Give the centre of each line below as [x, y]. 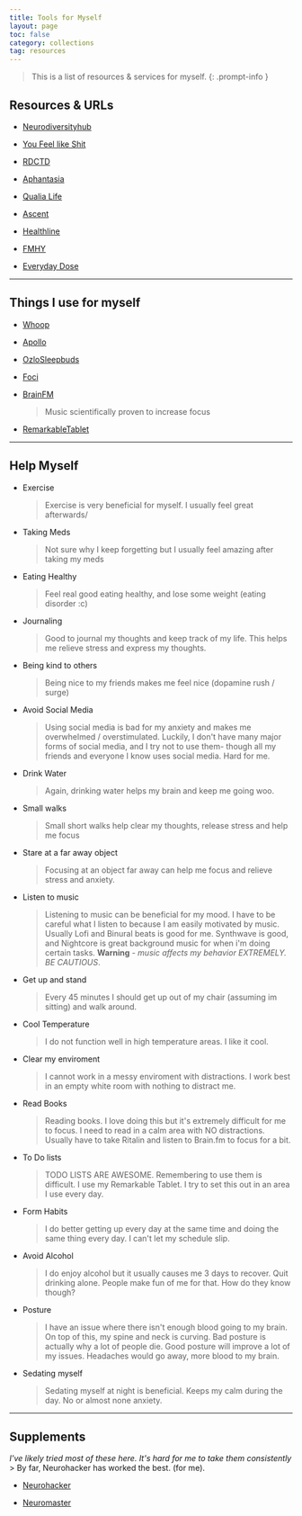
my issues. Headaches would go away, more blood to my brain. [162, 1356]
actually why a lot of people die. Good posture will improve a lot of [167, 1346]
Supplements [48, 1436]
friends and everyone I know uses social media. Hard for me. [157, 756]
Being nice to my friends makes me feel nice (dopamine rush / [160, 682]
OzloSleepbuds [51, 359]
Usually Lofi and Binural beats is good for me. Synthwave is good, [167, 933]
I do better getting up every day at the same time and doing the [162, 1228]
